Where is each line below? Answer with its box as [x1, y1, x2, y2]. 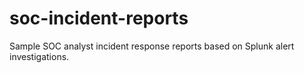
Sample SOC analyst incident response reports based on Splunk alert [9, 40, 295, 52]
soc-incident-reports [9, 7, 189, 30]
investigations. [9, 50, 70, 62]
